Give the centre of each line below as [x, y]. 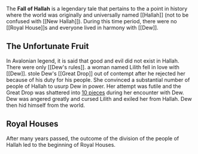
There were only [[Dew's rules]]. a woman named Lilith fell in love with [93, 67]
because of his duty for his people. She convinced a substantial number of [98, 79]
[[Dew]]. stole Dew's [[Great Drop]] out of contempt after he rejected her [96, 73]
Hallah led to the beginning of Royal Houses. [61, 144]
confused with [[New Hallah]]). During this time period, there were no [92, 21]
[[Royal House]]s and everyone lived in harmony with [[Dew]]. [82, 27]
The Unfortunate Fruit [48, 46]
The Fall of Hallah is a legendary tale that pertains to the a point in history [97, 9]
